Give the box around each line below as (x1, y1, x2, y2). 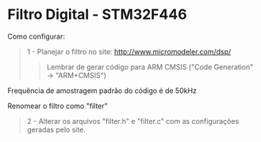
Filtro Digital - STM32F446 (7, 6, 187, 24)
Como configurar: (7, 32, 65, 41)
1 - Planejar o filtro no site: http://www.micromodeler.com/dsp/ (26, 47, 232, 56)
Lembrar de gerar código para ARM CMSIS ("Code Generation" (46, 62, 254, 72)
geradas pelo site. (26, 125, 86, 134)
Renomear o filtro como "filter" (7, 101, 108, 110)
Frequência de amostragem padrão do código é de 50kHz (7, 85, 198, 95)
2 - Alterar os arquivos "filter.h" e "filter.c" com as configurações (26, 116, 240, 125)
